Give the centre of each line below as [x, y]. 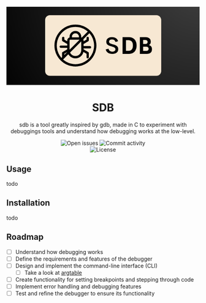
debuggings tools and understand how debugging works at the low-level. [103, 131]
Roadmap [25, 237]
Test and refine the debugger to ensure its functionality [85, 293]
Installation [28, 203]
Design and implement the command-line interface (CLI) [86, 266]
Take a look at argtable [53, 272]
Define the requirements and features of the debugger [84, 259]
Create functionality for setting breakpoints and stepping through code [105, 279]
